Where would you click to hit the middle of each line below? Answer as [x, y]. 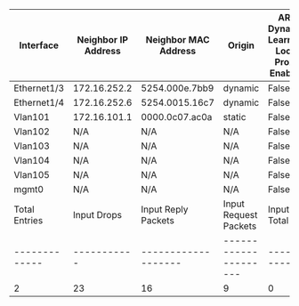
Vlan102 [32, 131]
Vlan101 [32, 117]
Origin [241, 45]
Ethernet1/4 [39, 103]
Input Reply [165, 209]
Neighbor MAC [178, 40]
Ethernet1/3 [39, 88]
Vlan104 [32, 161]
